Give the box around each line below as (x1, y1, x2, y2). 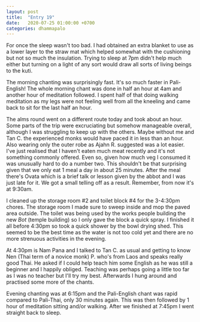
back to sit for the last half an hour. (6, 104, 92, 111)
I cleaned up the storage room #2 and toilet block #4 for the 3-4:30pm (6, 197, 180, 204)
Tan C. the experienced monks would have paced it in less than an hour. (6, 135, 184, 142)
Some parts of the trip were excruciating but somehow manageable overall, (6, 122, 192, 129)
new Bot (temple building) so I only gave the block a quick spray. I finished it (6, 216, 195, 223)
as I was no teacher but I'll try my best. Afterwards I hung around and (6, 272, 177, 280)
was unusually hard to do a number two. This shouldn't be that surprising (6, 160, 187, 167)
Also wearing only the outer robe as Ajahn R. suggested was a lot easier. (6, 141, 185, 148)
